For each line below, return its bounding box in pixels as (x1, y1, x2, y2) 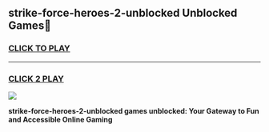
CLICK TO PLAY (8, 43, 70, 54)
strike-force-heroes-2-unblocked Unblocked (8, 6, 238, 20)
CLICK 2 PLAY (8, 73, 64, 84)
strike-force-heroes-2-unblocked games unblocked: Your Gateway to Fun (8, 106, 259, 115)
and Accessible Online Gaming (8, 114, 113, 124)
